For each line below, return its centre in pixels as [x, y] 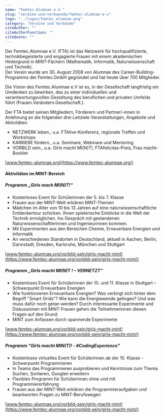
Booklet [20, 153]
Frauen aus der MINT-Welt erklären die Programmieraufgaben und [79, 389]
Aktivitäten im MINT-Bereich [35, 174]
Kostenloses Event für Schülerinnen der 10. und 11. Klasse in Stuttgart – [84, 283]
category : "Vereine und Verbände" [41, 23]
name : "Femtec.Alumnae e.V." [35, 10]
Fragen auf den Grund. [35, 314]
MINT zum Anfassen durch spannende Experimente [65, 320]
